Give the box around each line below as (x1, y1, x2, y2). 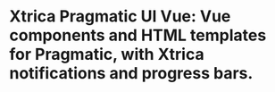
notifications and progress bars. (9, 63, 254, 84)
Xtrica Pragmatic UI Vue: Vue (9, 6, 231, 27)
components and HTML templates (9, 25, 267, 46)
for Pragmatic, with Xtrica (9, 45, 204, 64)
